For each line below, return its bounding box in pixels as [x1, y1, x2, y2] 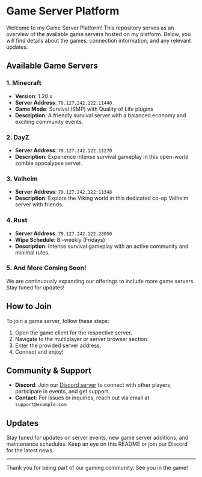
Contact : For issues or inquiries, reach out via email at [14, 394, 150, 401]
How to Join [6, 301, 52, 312]
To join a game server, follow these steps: [6, 317, 109, 324]
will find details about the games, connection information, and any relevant [6, 37, 191, 44]
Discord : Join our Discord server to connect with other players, [14, 381, 172, 389]
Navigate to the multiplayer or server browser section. [14, 335, 149, 342]
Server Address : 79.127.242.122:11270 [14, 146, 112, 154]
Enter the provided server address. [14, 342, 102, 349]
